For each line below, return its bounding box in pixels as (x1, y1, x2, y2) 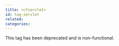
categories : (5, 21, 30, 26)
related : (5, 16, 24, 21)
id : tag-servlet (5, 12, 39, 17)
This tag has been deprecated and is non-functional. (5, 35, 114, 41)
